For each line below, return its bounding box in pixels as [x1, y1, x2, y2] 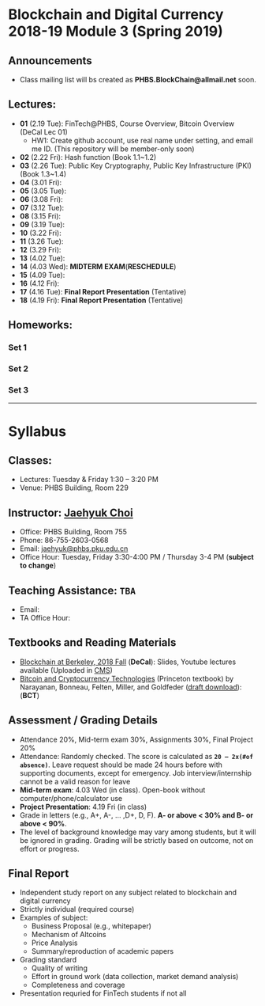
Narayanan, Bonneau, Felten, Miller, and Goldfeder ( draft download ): [19, 682, 242, 692]
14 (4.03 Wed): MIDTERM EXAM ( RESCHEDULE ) [19, 261, 177, 271]
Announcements [8, 54, 92, 67]
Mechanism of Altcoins [31, 930, 106, 940]
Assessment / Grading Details [8, 714, 158, 727]
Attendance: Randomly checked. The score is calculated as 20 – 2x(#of [19, 751, 254, 761]
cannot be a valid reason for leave [19, 776, 131, 786]
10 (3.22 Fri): [19, 228, 62, 237]
